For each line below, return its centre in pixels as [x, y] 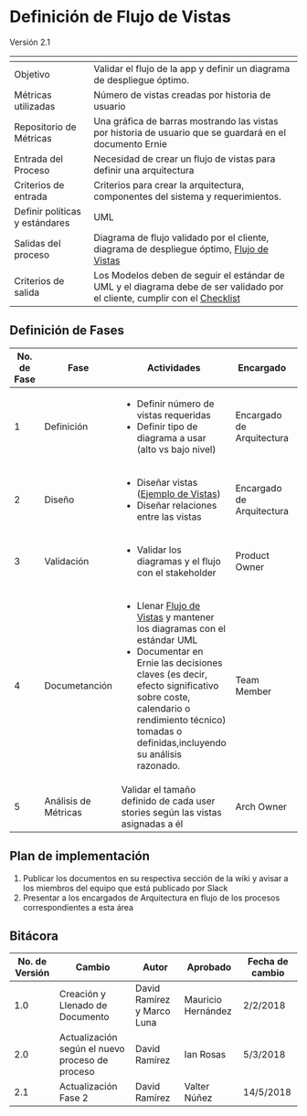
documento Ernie [130, 143]
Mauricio [203, 1000]
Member [254, 691]
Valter [197, 1087]
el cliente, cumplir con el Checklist [167, 298]
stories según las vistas [171, 812]
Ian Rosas [205, 1055]
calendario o [164, 708]
